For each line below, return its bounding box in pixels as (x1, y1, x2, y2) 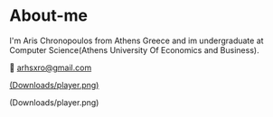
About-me (9, 5, 89, 26)
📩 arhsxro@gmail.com (9, 62, 92, 73)
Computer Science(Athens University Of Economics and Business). (9, 44, 259, 55)
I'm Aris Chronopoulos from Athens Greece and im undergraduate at (9, 35, 264, 46)
